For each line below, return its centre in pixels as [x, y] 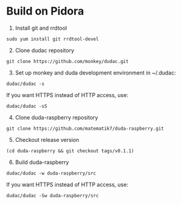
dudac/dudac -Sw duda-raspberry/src [52, 195]
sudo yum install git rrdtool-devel [52, 39]
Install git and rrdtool [41, 28]
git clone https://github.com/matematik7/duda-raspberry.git [85, 129]
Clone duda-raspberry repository [56, 117]
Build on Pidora [45, 11]
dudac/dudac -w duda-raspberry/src [51, 173]
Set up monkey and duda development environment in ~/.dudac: [96, 72]
